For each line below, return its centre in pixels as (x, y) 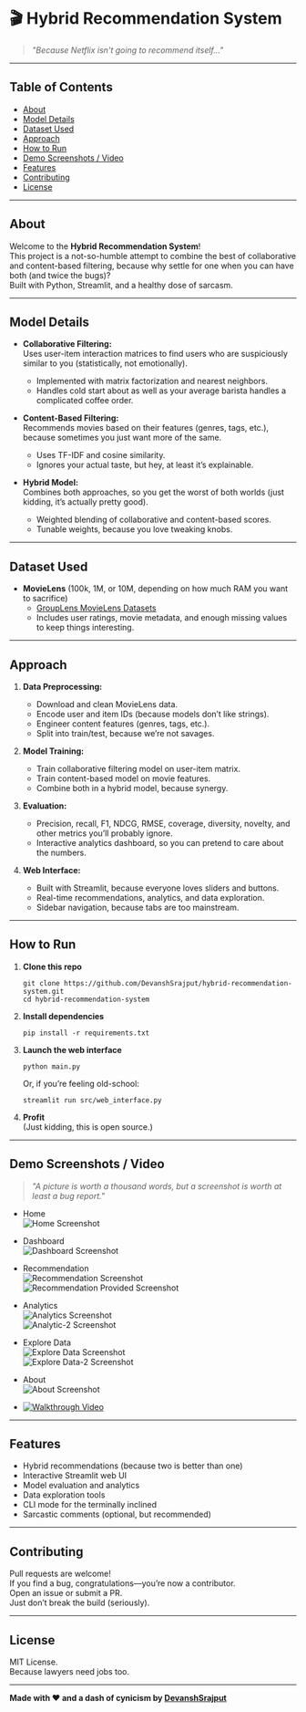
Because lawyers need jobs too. (70, 1672)
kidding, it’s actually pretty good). (85, 502)
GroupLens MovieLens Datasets (96, 608)
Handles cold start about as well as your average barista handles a (161, 391)
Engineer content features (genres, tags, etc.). (123, 724)
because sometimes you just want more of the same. (122, 438)
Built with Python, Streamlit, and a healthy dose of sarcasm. (122, 285)
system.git (43, 991)
